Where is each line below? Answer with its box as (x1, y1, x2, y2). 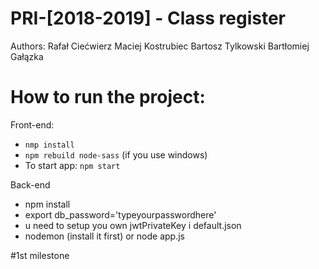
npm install (24, 198, 71, 210)
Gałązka (10, 50, 44, 62)
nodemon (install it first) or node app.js (24, 230, 185, 242)
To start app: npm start (24, 159, 121, 171)
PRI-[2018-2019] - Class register (10, 7, 287, 30)
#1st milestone (10, 249, 70, 261)
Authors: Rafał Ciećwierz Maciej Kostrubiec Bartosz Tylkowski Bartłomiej (10, 40, 310, 52)
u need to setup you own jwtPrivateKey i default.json (24, 219, 242, 231)
